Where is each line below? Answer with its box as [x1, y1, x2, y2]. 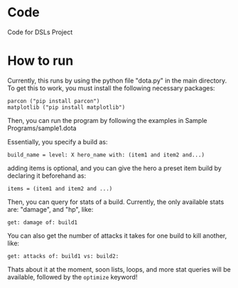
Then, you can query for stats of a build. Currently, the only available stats [7, 197, 225, 206]
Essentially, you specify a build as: [7, 137, 108, 146]
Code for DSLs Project [7, 28, 73, 36]
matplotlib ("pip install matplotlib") [7, 104, 126, 111]
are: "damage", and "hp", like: [7, 205, 94, 213]
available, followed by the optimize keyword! [7, 272, 138, 281]
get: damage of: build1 [7, 218, 78, 226]
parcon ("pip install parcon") [7, 97, 100, 105]
